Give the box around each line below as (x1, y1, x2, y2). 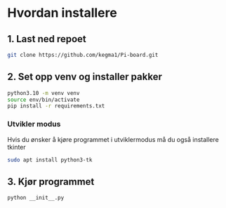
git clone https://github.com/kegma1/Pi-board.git (7, 51, 159, 58)
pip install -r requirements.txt (7, 103, 105, 110)
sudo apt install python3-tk (7, 156, 93, 163)
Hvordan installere (7, 5, 117, 21)
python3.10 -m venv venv (7, 89, 80, 96)
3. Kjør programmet (7, 176, 95, 188)
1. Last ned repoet (7, 33, 86, 45)
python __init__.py (7, 195, 65, 202)
